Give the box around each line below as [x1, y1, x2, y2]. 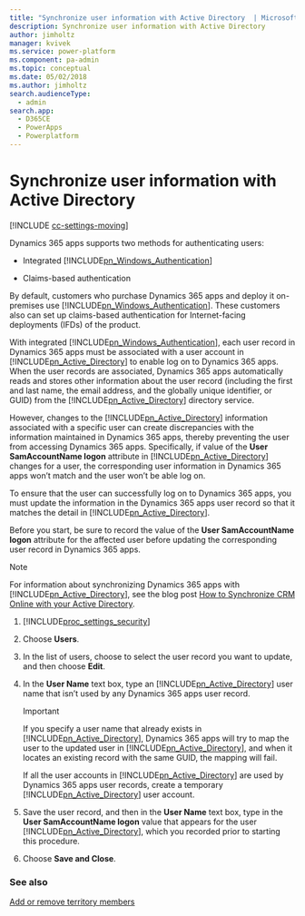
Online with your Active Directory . [9, 598, 135, 609]
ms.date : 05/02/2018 [9, 73, 88, 82]
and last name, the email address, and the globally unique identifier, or [9, 385, 272, 396]
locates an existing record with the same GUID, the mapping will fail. [22, 752, 278, 763]
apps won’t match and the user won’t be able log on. [9, 469, 206, 481]
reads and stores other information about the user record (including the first [9, 375, 293, 386]
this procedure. [22, 835, 80, 846]
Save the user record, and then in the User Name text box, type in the [22, 806, 284, 817]
